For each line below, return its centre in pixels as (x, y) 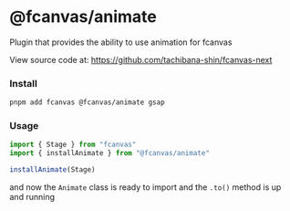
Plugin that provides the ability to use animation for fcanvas (121, 42)
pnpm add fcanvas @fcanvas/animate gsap (88, 102)
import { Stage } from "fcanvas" (73, 145)
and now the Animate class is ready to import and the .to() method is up (145, 187)
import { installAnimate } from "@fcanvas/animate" (109, 153)
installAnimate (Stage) (52, 170)
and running (32, 197)
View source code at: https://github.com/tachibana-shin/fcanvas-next (141, 59)
